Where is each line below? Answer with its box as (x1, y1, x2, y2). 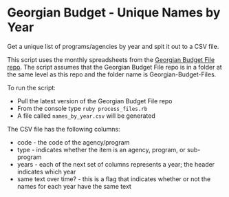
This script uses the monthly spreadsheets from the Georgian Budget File (7, 55, 215, 63)
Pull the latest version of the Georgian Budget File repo (17, 96, 173, 105)
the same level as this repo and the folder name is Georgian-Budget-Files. (7, 70, 217, 79)
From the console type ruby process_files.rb (17, 104, 148, 112)
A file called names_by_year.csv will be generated (17, 112, 156, 120)
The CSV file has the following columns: (7, 125, 120, 133)
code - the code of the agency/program (17, 138, 130, 146)
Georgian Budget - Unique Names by (7, 5, 221, 21)
